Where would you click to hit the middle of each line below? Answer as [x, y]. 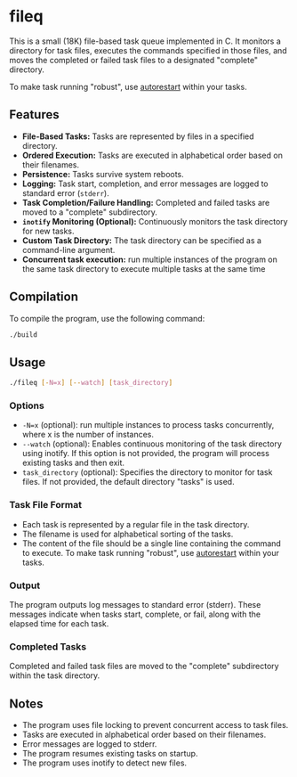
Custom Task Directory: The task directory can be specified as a [142, 240]
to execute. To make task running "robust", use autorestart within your [151, 552]
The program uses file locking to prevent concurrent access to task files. [155, 725]
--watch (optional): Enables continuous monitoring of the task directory [152, 444]
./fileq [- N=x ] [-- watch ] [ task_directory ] [91, 383]
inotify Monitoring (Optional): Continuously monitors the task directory [155, 221]
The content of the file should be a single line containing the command [152, 543]
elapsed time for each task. [59, 624]
